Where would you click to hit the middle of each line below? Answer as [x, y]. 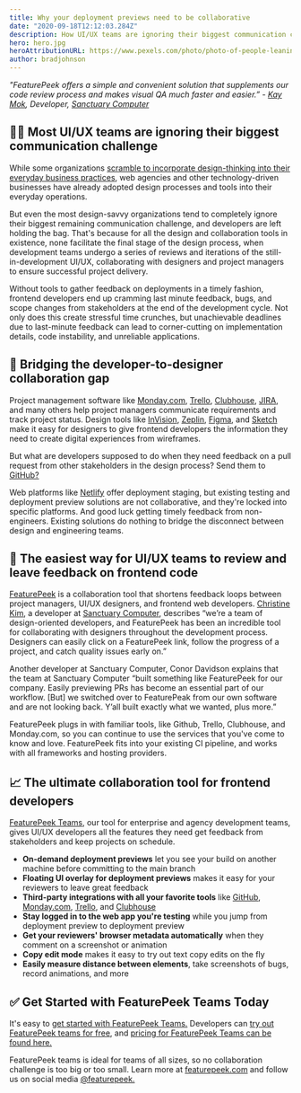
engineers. [29, 521]
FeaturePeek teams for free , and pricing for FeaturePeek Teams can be [140, 1033]
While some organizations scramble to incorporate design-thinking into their [150, 168]
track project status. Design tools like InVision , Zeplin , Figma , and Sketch [143, 419]
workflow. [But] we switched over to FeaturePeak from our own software [143, 698]
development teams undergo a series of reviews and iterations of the [137, 251]
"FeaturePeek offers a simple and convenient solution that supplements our [149, 85]
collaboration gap [60, 379]
